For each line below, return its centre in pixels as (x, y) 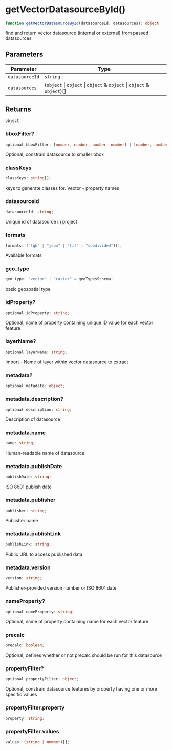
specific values (21, 694)
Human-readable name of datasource (45, 453)
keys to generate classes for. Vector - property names (62, 188)
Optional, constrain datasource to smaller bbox (55, 154)
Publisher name (22, 520)
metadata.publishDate (34, 467)
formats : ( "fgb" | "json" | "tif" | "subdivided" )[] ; (64, 246)
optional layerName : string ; (36, 352)
